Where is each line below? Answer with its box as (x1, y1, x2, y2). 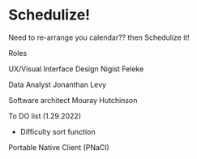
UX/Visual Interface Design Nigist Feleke (8, 63, 144, 74)
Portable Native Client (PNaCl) (8, 142, 109, 152)
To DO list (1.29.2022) (8, 111, 81, 121)
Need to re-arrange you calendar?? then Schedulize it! (8, 32, 191, 42)
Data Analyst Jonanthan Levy (8, 79, 107, 89)
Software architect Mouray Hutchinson (8, 95, 138, 105)
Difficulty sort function (19, 127, 96, 136)
